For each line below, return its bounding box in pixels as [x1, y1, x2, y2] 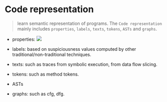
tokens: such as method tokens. [12, 71, 79, 77]
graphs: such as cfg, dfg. [12, 90, 65, 97]
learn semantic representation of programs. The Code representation [17, 20, 162, 26]
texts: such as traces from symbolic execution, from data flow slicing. [12, 61, 158, 67]
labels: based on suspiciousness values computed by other [12, 46, 137, 52]
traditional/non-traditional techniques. [12, 51, 92, 57]
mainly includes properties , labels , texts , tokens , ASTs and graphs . [17, 25, 157, 31]
